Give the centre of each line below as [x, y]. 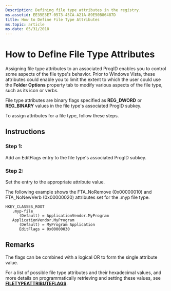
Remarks [20, 245]
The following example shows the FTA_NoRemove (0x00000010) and [79, 192]
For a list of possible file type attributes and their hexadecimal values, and [83, 273]
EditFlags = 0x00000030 [44, 229]
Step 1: [14, 147]
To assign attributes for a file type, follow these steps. [62, 116]
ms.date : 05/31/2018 [27, 29]
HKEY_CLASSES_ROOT [25, 207]
